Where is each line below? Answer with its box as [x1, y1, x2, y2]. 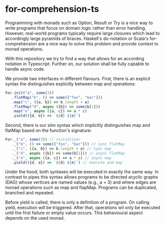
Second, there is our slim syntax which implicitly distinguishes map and [5, 122, 151, 128]
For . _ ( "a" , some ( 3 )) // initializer [5, 137, 81, 142]
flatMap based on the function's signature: [5, 127, 92, 134]
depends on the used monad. [5, 215, 65, 221]
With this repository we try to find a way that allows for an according [5, 55, 145, 61]
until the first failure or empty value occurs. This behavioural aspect [5, 210, 143, 216]
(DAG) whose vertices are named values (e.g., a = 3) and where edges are [5, 179, 157, 186]
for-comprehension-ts [5, 3, 99, 15]
